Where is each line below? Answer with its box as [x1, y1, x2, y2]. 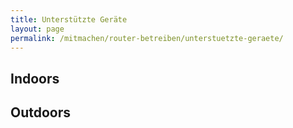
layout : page [10, 24, 65, 34]
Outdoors [10, 104, 72, 121]
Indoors [10, 70, 60, 87]
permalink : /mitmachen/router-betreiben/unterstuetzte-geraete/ [10, 33, 284, 43]
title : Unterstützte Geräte [10, 14, 128, 25]
